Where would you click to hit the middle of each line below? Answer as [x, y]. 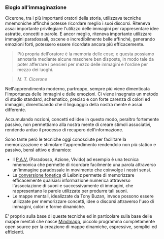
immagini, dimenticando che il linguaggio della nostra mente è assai [74, 105]
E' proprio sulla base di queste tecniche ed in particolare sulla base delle [79, 216]
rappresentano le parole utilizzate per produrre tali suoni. [70, 191]
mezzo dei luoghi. [35, 70]
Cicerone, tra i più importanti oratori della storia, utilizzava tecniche [73, 18]
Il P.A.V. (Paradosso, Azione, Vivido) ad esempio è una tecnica [75, 159]
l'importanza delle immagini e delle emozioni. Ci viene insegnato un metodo [82, 94]
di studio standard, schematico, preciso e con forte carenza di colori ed [78, 99]
